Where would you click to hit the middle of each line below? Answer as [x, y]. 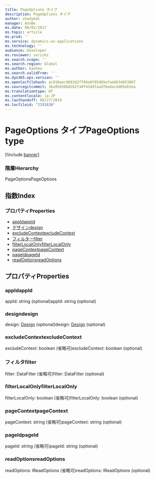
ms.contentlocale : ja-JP [30, 96]
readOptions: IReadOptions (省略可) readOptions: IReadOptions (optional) [78, 470]
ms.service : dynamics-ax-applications [44, 41]
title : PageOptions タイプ [31, 10]
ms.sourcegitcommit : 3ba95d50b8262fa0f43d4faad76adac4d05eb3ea [70, 87]
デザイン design [27, 227]
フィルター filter [27, 239]
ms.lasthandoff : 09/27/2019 [34, 100]
